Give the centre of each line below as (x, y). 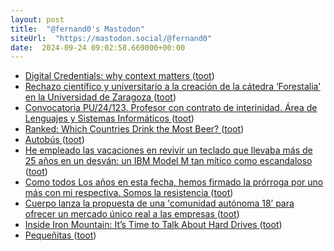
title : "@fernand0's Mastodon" (77, 29)
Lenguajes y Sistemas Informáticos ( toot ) (109, 118)
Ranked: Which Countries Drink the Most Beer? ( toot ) (134, 129)
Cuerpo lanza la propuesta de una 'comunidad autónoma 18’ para (159, 203)
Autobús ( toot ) (54, 140)
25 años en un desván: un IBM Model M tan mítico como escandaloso (168, 161)
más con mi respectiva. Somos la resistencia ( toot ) (129, 193)
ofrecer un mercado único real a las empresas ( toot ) (132, 214)
